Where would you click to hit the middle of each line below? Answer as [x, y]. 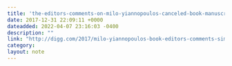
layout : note [26, 52]
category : [21, 45]
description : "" [30, 33]
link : [15, 39]
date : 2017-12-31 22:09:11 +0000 [55, 20]
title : [17, 13]
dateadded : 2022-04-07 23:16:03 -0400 [63, 26]
